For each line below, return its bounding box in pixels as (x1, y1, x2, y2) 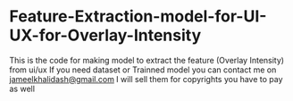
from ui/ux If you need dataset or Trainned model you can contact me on (9, 64, 277, 75)
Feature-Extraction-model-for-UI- (9, 6, 267, 27)
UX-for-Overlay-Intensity (9, 25, 202, 46)
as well (9, 83, 36, 94)
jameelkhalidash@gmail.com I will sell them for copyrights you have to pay (9, 73, 283, 84)
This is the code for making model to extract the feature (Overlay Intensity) (9, 55, 284, 65)
